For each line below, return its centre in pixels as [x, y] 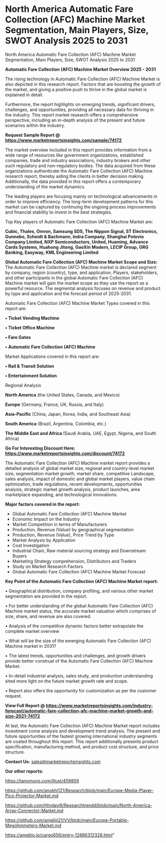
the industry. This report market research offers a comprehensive [72, 114]
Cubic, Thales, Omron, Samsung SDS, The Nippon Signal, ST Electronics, [82, 231]
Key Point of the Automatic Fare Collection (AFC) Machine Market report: [82, 581]
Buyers [20, 556]
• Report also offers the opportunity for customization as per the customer [81, 690]
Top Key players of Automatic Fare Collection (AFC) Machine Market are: [79, 222]
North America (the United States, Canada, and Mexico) [62, 394]
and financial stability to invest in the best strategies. [59, 212]
